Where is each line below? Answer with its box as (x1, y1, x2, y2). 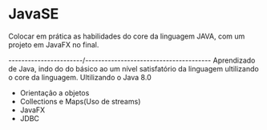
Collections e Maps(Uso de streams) (19, 96, 141, 106)
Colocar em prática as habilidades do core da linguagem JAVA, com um (8, 31, 245, 41)
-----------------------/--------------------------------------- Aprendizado (8, 55, 256, 65)
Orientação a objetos (19, 87, 90, 97)
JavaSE (8, 5, 59, 23)
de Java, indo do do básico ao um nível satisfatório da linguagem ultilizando (8, 63, 259, 73)
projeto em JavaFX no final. (8, 39, 99, 49)
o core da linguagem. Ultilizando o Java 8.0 (8, 72, 152, 82)
